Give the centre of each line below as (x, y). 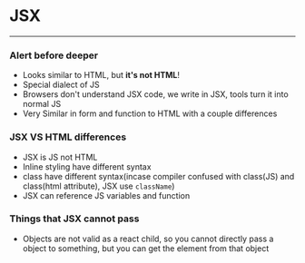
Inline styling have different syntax (87, 166)
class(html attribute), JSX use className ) (98, 186)
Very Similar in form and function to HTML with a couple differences (150, 113)
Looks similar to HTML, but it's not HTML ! (101, 75)
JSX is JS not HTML (60, 157)
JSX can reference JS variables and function (106, 195)
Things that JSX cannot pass (74, 219)
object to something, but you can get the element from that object (146, 248)
